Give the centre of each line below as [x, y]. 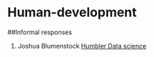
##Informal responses [40, 32]
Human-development [72, 12]
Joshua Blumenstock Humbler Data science [82, 46]
